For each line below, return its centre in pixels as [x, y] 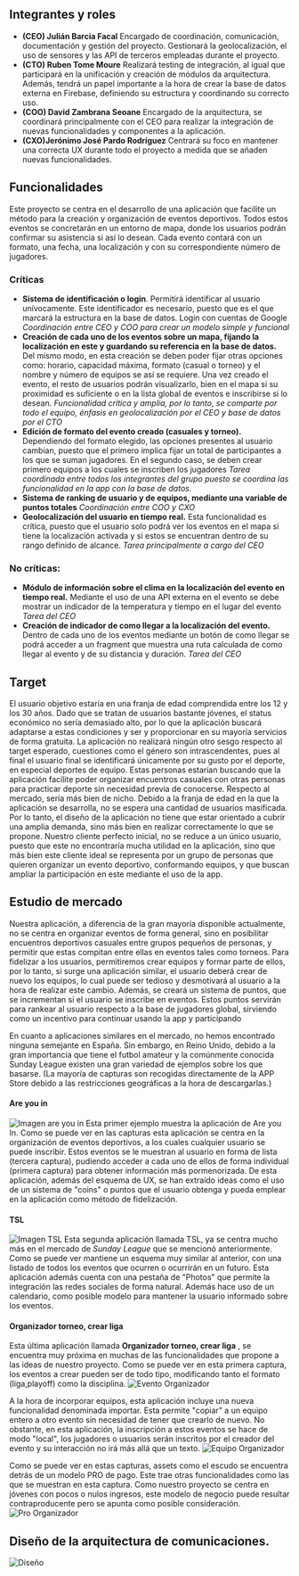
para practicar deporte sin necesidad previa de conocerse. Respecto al [139, 789]
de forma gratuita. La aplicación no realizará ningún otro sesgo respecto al [146, 742]
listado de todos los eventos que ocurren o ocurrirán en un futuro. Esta [139, 1268]
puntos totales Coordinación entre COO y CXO [109, 507]
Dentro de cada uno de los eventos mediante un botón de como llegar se [156, 635]
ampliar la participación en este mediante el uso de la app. [116, 874]
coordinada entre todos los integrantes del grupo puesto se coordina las [155, 479]
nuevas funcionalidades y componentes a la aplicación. [124, 131]
